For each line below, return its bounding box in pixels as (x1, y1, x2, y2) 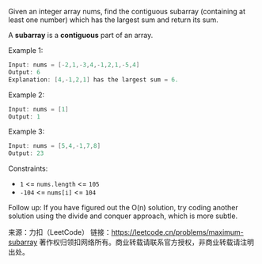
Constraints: (8, 164, 48, 173)
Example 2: (8, 90, 45, 100)
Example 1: (8, 46, 44, 55)
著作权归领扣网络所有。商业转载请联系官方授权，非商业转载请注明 (39, 237, 255, 247)
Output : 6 (8, 68, 41, 76)
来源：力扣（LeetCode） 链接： (8, 228, 112, 237)
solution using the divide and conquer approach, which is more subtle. (8, 211, 238, 221)
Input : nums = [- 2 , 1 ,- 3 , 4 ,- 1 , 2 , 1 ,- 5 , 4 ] (8, 61, 140, 69)
